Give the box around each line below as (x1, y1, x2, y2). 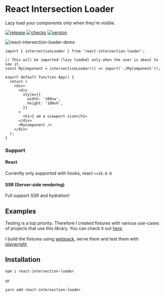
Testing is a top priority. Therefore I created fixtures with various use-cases (5, 220, 160, 226)
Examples (5, 207, 36, 215)
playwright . (5, 241, 28, 247)
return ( (9, 79, 28, 84)
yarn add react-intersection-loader (5, 287, 81, 292)
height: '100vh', (27, 101, 63, 106)
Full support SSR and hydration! (5, 192, 70, 199)
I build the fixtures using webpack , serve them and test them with (5, 236, 139, 242)
